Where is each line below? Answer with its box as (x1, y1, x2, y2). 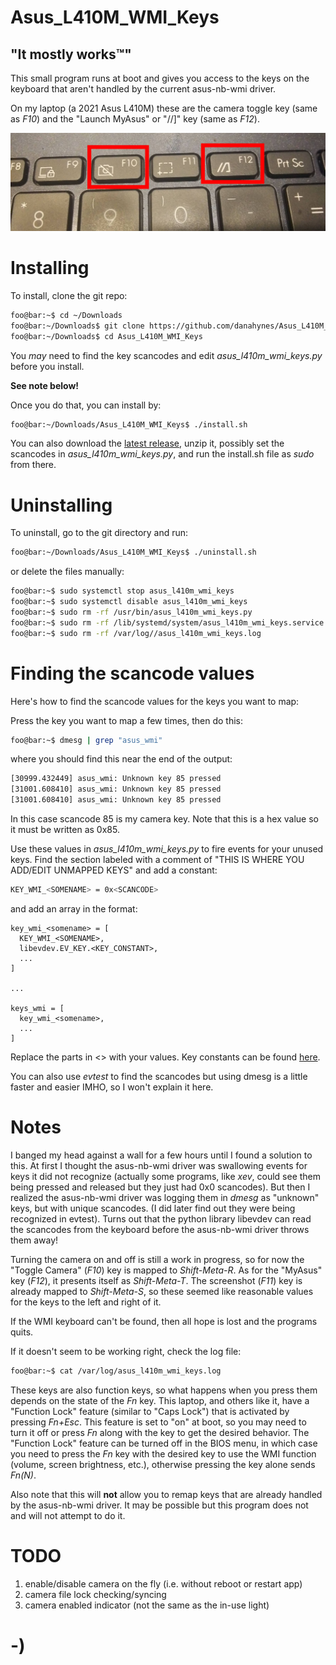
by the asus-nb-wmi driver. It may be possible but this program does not (10, 1499, 309, 1511)
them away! (10, 1234, 59, 1246)
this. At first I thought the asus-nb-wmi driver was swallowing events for (10, 1159, 308, 1171)
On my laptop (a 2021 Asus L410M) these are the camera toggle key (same (10, 102, 318, 114)
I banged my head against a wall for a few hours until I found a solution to (10, 1149, 313, 1161)
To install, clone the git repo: (10, 289, 128, 301)
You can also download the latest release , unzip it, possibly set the (10, 437, 285, 450)
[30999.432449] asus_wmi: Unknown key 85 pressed (10, 774, 222, 784)
